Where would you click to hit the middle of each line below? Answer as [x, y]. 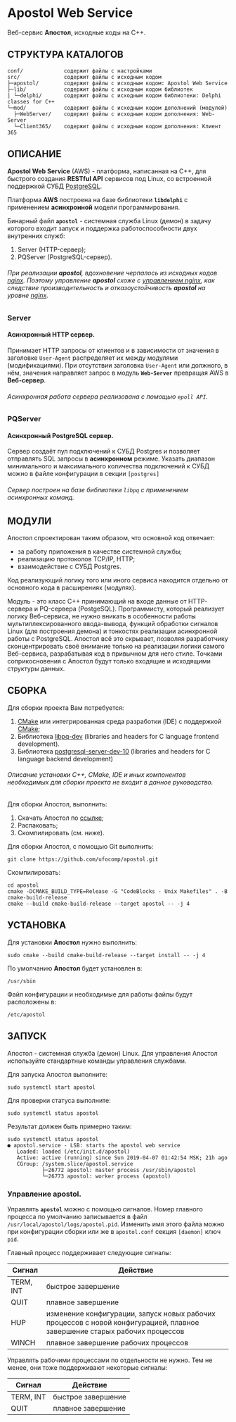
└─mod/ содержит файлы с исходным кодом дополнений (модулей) [118, 108]
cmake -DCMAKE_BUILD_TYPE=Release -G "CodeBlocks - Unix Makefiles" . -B [118, 892]
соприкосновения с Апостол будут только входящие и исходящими [109, 661]
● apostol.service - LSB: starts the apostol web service [94, 1145]
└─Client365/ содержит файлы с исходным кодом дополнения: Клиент [117, 126]
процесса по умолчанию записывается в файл [77, 1216]
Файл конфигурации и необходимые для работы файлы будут [100, 994]
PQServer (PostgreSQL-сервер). [65, 257]
